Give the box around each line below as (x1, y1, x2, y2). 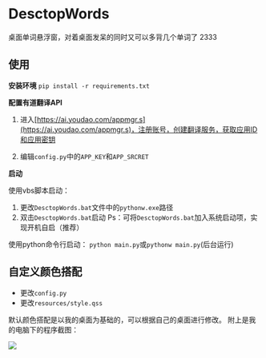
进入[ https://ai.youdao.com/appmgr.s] (19, 114, 146, 124)
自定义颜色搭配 (8, 265, 83, 279)
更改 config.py (19, 288, 67, 297)
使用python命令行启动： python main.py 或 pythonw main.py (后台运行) (8, 239, 234, 249)
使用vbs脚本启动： (8, 185, 70, 195)
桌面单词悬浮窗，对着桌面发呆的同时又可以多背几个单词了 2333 (8, 32, 218, 42)
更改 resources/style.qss (19, 297, 103, 308)
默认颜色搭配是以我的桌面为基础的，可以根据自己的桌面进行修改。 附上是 (8, 315, 249, 324)
